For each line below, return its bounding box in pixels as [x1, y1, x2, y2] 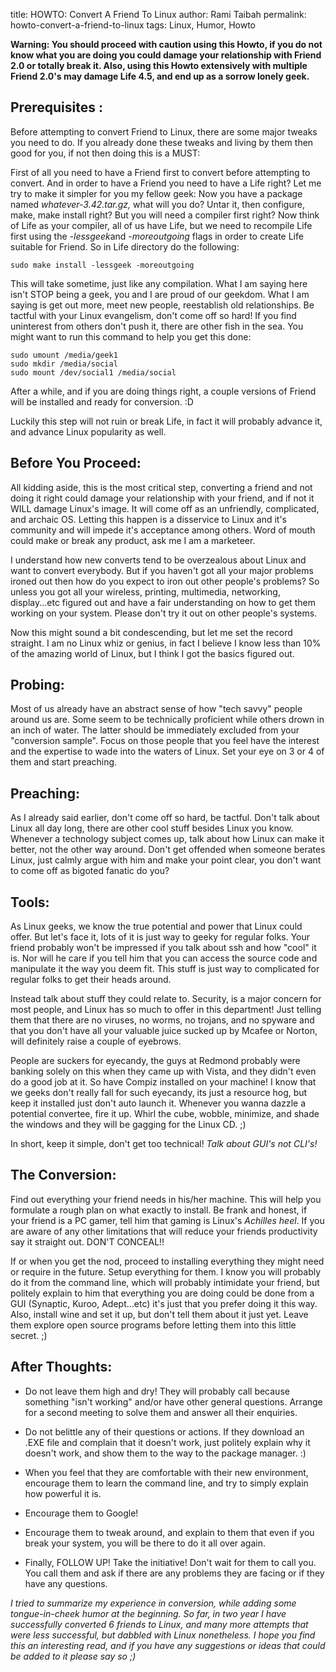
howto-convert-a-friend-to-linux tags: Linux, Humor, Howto [10, 19, 256, 31]
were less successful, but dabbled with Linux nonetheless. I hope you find [10, 1629, 316, 1641]
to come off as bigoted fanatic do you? [10, 865, 170, 877]
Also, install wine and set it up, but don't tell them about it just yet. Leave [10, 1308, 309, 1320]
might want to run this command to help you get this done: [10, 330, 252, 343]
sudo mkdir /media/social [10, 359, 118, 369]
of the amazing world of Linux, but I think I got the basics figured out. [10, 647, 295, 659]
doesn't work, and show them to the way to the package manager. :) [24, 1447, 307, 1459]
